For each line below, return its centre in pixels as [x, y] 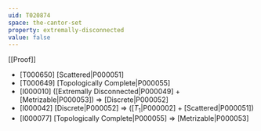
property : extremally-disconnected [66, 30]
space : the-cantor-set [45, 23]
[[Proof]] [22, 60]
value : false [29, 37]
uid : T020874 [29, 15]
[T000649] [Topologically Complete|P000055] [95, 83]
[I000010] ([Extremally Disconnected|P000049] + [100, 92]
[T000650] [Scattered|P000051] [71, 75]
